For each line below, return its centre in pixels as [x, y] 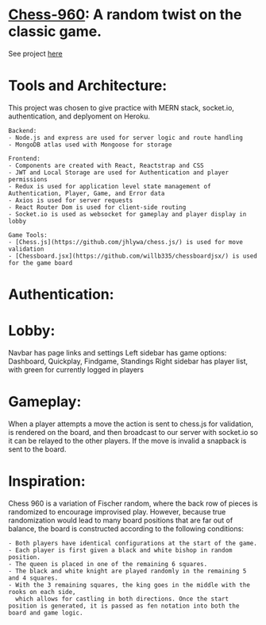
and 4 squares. [33, 578]
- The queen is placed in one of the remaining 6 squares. [108, 564]
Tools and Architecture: [88, 86]
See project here [35, 53]
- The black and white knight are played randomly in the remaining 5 [127, 571]
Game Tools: [28, 235]
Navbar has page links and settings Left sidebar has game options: [118, 353]
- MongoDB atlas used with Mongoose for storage [90, 145]
